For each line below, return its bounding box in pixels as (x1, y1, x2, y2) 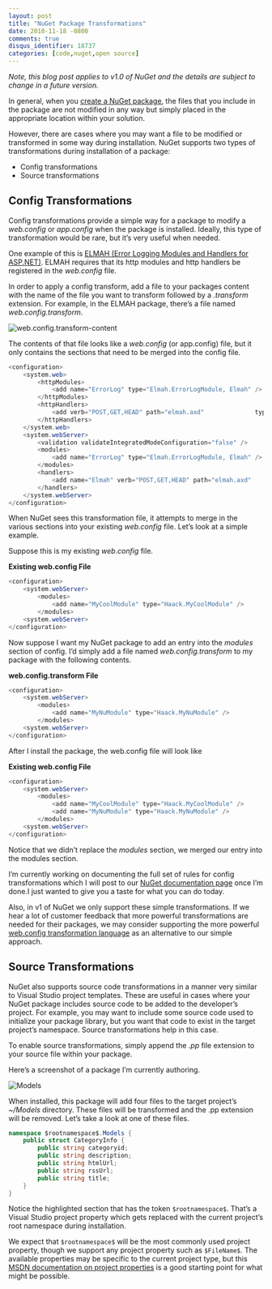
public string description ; (37, 1152, 132, 1160)
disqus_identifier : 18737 (8, 42, 96, 50)
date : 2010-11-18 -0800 (8, 27, 89, 35)
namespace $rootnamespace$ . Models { (8, 1128, 132, 1137)
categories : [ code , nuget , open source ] (8, 49, 139, 58)
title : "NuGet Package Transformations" (8, 19, 147, 28)
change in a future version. (8, 80, 99, 90)
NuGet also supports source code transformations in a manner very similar (8, 982, 257, 991)
